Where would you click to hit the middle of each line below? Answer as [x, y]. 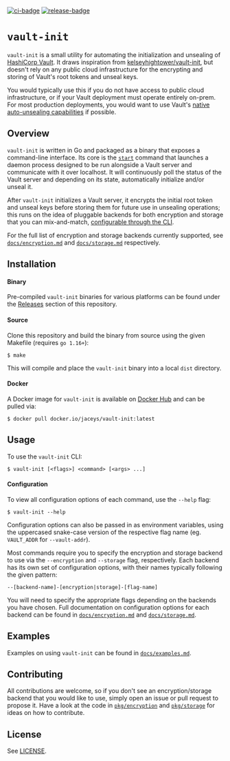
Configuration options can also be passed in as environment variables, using [115, 525]
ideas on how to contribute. [46, 713]
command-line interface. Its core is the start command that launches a [108, 157]
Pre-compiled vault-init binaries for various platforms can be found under [114, 297]
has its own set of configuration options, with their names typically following [115, 567]
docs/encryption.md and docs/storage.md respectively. [84, 242]
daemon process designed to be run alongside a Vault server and [100, 164]
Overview [28, 134]
